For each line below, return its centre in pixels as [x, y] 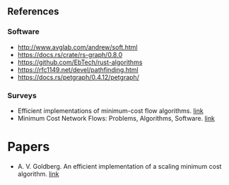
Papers [29, 147]
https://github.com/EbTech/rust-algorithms [80, 62]
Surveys [22, 95]
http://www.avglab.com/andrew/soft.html [77, 47]
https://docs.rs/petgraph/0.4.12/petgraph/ [78, 77]
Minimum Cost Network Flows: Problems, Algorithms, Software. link [116, 118]
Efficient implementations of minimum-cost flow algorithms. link [110, 111]
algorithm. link [38, 174]
